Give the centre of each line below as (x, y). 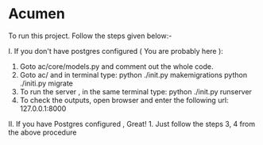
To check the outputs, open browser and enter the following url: (124, 100)
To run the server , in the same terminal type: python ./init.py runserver (136, 91)
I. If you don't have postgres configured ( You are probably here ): (116, 51)
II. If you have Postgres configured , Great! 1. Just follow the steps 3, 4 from (132, 124)
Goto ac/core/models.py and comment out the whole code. (116, 66)
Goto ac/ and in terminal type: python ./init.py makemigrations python (133, 74)
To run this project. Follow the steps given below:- (90, 36)
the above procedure (43, 132)
